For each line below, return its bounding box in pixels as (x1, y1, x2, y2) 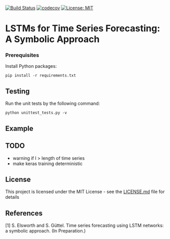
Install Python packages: (5, 63, 57, 69)
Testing (5, 87, 30, 95)
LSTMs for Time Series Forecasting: (5, 23, 160, 34)
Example (5, 124, 34, 132)
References (5, 209, 43, 218)
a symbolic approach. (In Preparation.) (5, 228, 86, 234)
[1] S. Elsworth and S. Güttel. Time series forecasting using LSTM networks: (5, 222, 164, 229)
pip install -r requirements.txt (5, 73, 76, 78)
